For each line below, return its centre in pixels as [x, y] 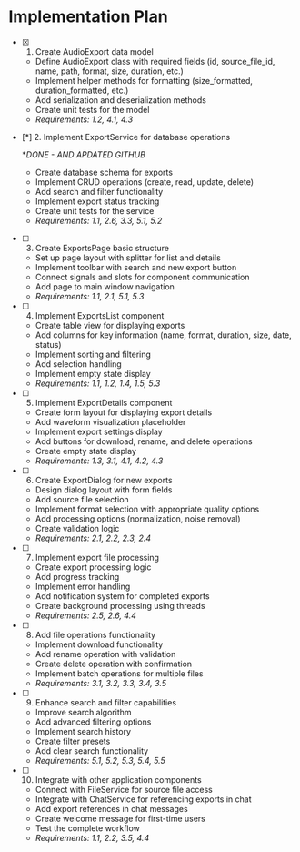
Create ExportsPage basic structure [102, 248]
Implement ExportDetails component [104, 402]
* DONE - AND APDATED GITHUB [84, 154]
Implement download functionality [99, 644]
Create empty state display [86, 451]
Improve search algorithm [83, 712]
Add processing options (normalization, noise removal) [138, 518]
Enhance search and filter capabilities [106, 702]
